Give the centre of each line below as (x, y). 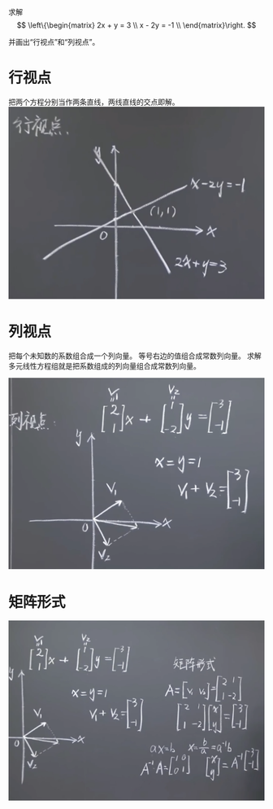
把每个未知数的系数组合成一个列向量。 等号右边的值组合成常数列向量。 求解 (135, 356)
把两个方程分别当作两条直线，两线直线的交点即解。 (94, 102)
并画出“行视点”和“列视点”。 (54, 42)
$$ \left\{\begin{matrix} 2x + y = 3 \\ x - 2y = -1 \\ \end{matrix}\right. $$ (136, 25)
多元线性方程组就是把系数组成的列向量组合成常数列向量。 (104, 365)
